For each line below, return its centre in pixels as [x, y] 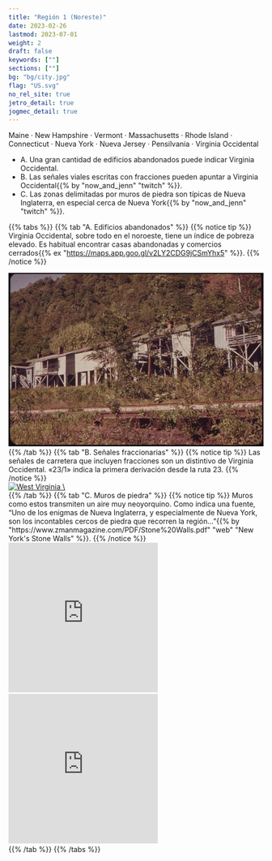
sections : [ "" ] [34, 69]
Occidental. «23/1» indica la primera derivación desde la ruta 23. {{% [123, 469]
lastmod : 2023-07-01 [43, 34]
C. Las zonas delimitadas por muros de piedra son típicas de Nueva [133, 194]
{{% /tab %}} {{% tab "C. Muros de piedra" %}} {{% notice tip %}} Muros [131, 495]
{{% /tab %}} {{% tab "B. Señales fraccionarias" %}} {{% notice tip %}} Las [134, 452]
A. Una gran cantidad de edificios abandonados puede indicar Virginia [137, 160]
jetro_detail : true [41, 103]
